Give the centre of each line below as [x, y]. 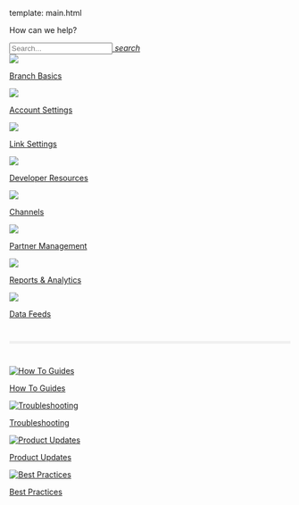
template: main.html [46, 13]
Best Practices [36, 492]
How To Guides [37, 388]
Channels [27, 212]
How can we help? [43, 30]
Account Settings [41, 110]
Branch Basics [36, 76]
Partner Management [48, 246]
